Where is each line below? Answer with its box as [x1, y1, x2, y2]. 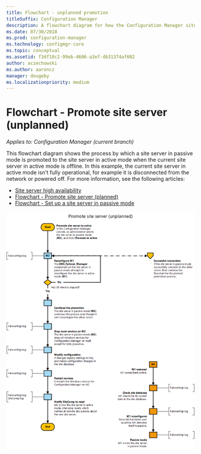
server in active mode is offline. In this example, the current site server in [6, 162, 186, 170]
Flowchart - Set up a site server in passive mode [14, 199, 135, 207]
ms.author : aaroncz [6, 66, 55, 72]
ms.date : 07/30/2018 [6, 29, 58, 35]
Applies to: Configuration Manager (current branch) [6, 138, 134, 146]
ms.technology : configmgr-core [6, 41, 84, 47]
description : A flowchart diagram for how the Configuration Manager [6, 22, 184, 28]
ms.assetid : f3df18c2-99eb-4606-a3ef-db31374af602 [6, 54, 135, 60]
